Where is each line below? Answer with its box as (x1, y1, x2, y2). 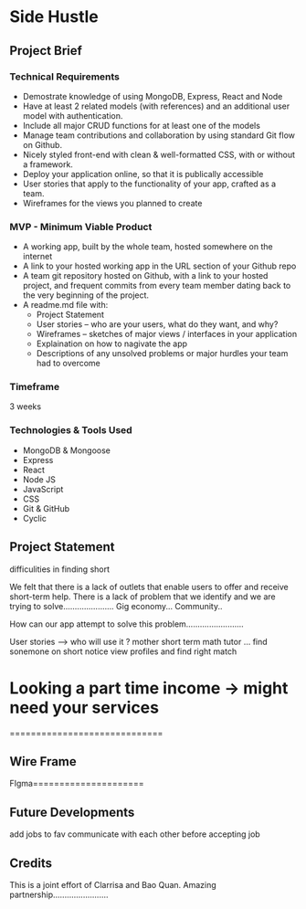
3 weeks (9, 401, 42, 412)
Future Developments (9, 804, 135, 819)
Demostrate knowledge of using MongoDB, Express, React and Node (22, 90, 283, 101)
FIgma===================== (9, 778, 144, 789)
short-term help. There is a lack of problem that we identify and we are (9, 591, 276, 602)
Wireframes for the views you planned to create (22, 197, 203, 208)
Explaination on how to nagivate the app (36, 338, 188, 349)
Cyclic (22, 513, 47, 523)
